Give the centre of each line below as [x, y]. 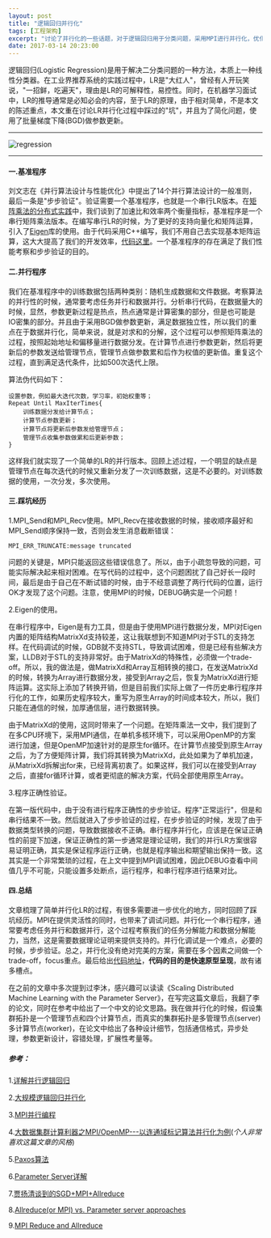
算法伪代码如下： [37, 379]
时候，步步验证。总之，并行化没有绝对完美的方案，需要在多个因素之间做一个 [135, 950]
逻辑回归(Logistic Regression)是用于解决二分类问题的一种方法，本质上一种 [132, 70]
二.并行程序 [27, 271]
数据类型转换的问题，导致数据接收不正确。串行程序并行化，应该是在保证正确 [135, 829]
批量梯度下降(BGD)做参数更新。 [75, 121]
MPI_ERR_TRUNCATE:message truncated [70, 546]
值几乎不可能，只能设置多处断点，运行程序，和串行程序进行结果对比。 [125, 870]
